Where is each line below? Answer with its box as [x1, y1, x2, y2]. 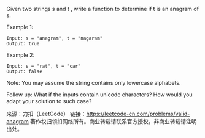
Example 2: [6, 51, 35, 59]
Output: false [6, 68, 43, 74]
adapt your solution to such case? [6, 98, 92, 104]
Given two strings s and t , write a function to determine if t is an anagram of [6, 5, 199, 12]
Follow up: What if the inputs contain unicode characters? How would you [6, 91, 193, 98]
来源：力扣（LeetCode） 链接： [6, 110, 87, 117]
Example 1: [6, 24, 34, 31]
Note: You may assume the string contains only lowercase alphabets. [6, 79, 181, 86]
